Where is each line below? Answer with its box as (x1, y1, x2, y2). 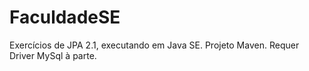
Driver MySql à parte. (9, 49, 97, 61)
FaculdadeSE (9, 6, 121, 29)
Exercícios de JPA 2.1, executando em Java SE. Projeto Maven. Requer (9, 39, 300, 51)
